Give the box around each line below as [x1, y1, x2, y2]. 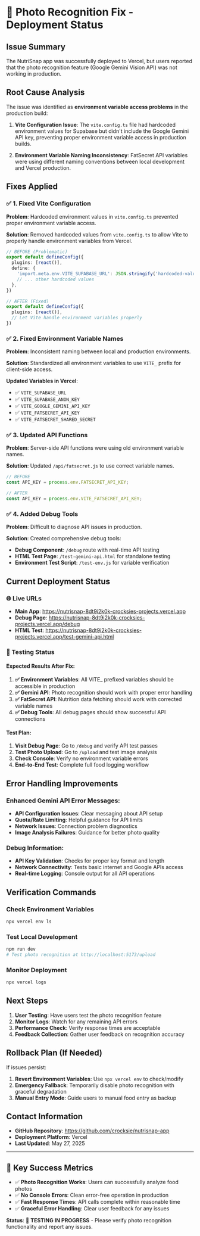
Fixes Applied [6, 182, 58, 192]
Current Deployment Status [6, 576, 111, 586]
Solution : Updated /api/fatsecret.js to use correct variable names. [6, 462, 174, 469]
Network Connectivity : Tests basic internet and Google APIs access [14, 864, 183, 871]
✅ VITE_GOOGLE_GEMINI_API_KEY [14, 402, 90, 410]
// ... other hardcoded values [17, 276, 95, 282]
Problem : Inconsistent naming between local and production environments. [6, 348, 191, 355]
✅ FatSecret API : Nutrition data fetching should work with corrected [14, 696, 182, 703]
